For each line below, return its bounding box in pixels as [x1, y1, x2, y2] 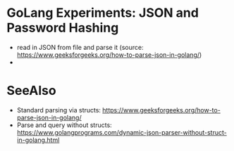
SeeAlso [6, 83, 57, 99]
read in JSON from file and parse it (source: [16, 43, 144, 51]
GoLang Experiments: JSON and [6, 5, 199, 21]
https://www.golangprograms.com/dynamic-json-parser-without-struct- [16, 128, 227, 136]
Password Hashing [6, 20, 119, 36]
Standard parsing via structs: [16, 105, 101, 114]
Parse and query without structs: [16, 121, 112, 129]
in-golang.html [16, 136, 60, 144]
